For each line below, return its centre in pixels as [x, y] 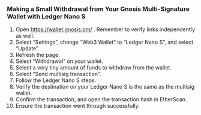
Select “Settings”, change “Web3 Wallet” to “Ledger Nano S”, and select [104, 42]
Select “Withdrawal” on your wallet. [59, 61]
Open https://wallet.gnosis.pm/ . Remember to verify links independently [105, 29]
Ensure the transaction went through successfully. [77, 106]
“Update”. [27, 49]
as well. [25, 36]
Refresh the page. [38, 55]
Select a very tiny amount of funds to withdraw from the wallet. [93, 68]
